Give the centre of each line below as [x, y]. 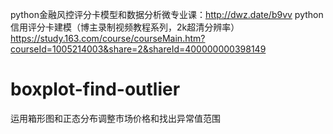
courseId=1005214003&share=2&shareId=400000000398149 [138, 49]
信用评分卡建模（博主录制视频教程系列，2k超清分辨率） [125, 27]
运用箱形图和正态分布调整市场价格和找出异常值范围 [115, 118]
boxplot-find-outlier [95, 89]
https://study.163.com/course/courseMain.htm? [108, 38]
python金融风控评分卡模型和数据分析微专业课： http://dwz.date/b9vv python [167, 14]
